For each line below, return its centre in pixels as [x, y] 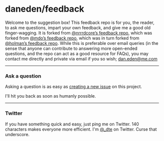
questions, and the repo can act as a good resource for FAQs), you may [77, 53]
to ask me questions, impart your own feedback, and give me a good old [78, 27]
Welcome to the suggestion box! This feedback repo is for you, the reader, [80, 22]
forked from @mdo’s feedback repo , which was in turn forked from [72, 38]
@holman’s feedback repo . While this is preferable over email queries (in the [82, 43]
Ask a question [23, 76]
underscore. [17, 134]
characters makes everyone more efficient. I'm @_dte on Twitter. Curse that [81, 129]
